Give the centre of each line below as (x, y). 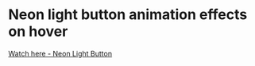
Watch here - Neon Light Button (60, 53)
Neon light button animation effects (128, 15)
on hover (38, 31)
